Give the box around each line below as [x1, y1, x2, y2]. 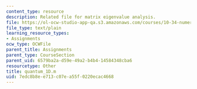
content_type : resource [6, 8, 64, 15]
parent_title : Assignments [6, 47, 72, 53]
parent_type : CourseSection [6, 52, 75, 58]
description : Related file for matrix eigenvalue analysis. [6, 14, 157, 20]
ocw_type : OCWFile [6, 42, 51, 47]
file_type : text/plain [6, 25, 62, 31]
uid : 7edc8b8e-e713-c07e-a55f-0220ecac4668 [6, 74, 114, 80]
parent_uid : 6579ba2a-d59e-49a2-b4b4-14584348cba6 [6, 57, 133, 63]
